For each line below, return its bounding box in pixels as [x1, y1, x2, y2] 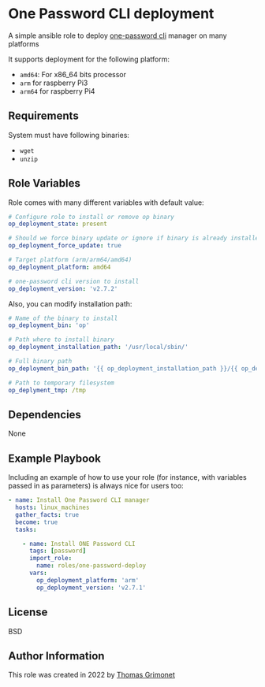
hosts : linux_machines [15, 503, 90, 512]
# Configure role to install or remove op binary [8, 213, 175, 221]
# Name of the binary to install [8, 314, 118, 322]
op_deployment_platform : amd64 [8, 263, 111, 271]
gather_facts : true [15, 511, 80, 518]
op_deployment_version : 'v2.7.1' [36, 584, 147, 592]
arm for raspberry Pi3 [19, 78, 88, 87]
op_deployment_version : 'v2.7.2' [8, 284, 118, 292]
